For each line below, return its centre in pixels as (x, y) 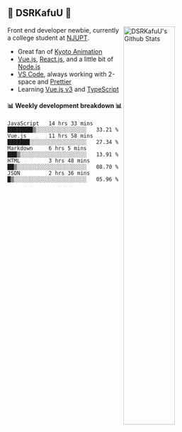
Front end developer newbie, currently (63, 30)
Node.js (29, 66)
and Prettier (55, 82)
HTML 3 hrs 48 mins (49, 161)
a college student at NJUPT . (49, 38)
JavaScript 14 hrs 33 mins (50, 124)
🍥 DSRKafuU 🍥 (40, 13)
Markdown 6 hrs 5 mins (47, 149)
